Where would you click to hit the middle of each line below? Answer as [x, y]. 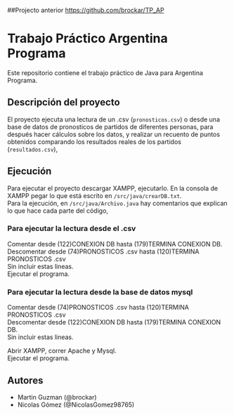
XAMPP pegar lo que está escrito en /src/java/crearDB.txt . [95, 195]
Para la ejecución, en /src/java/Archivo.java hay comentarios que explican [117, 203]
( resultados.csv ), [33, 149]
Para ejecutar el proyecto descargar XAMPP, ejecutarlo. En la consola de [113, 188]
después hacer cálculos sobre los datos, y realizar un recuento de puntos [113, 134]
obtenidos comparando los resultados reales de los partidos [94, 141]
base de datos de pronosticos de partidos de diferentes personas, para [110, 126]
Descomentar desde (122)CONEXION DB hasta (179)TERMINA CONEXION [114, 322]
